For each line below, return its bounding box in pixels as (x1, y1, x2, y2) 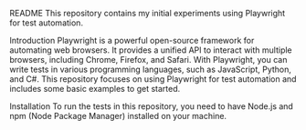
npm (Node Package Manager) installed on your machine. (9, 111, 227, 121)
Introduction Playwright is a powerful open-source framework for (9, 35, 255, 45)
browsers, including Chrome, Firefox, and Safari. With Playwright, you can (9, 55, 288, 65)
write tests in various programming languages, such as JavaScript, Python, (9, 64, 292, 75)
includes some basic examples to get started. (9, 84, 181, 94)
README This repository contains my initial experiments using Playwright (9, 8, 286, 18)
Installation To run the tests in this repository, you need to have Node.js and (9, 101, 294, 112)
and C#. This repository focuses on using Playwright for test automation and (9, 74, 297, 85)
